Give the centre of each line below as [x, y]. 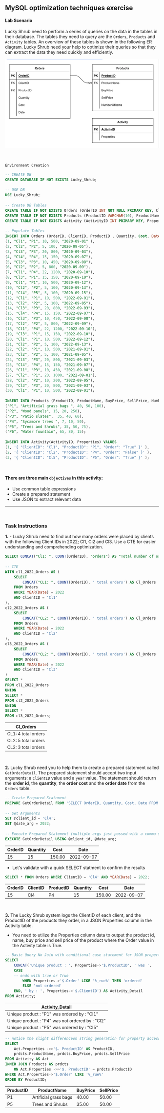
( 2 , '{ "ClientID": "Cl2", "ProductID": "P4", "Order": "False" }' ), [78, 452]
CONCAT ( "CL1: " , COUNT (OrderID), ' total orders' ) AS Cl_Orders [89, 582]
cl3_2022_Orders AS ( [27, 644]
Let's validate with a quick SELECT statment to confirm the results [79, 868]
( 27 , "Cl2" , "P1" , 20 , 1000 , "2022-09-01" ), [51, 375]
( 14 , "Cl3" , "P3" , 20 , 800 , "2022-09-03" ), [50, 308]
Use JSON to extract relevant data [47, 499]
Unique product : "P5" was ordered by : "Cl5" [53, 1028]
